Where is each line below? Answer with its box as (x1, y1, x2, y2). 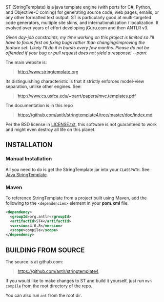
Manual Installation (5, 155, 52, 162)
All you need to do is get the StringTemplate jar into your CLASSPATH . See (5, 166, 150, 173)
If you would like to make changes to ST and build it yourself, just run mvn (5, 278, 152, 284)
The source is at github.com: (5, 259, 63, 265)
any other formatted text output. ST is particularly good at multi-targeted (5, 15, 152, 20)
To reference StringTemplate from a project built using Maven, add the (5, 195, 147, 201)
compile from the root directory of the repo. (5, 283, 93, 289)
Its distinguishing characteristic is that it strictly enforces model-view (5, 78, 144, 84)
